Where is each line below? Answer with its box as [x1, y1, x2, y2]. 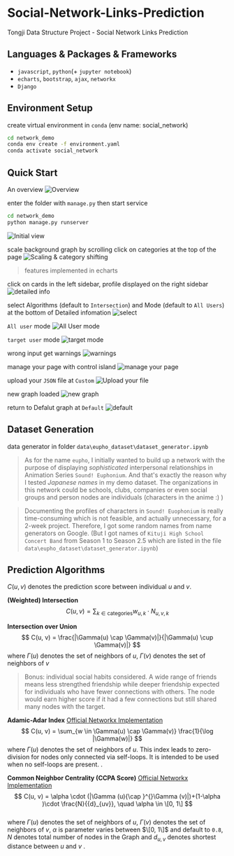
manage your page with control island [7, 362, 117, 371]
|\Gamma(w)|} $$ [92, 734, 143, 743]
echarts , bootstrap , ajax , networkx [17, 74, 117, 83]
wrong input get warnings [7, 349, 82, 357]
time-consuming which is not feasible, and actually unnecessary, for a [24, 513, 227, 523]
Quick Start [7, 167, 58, 179]
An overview [7, 186, 43, 193]
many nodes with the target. [24, 703, 106, 711]
